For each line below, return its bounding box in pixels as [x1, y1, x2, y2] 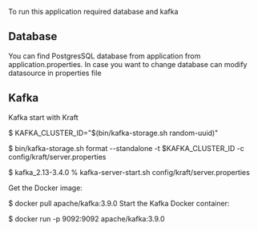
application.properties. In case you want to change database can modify [8, 59, 248, 69]
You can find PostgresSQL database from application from [8, 51, 201, 61]
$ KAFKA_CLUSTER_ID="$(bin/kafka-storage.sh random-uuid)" [8, 128, 219, 137]
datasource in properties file [8, 68, 102, 78]
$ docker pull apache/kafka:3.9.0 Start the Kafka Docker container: [8, 198, 230, 208]
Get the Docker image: [8, 183, 83, 193]
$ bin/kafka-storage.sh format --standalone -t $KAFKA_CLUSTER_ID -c [8, 143, 244, 153]
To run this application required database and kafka [8, 7, 179, 16]
